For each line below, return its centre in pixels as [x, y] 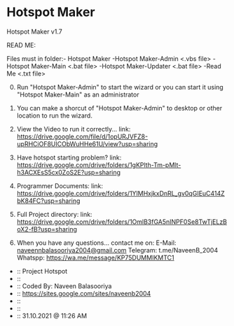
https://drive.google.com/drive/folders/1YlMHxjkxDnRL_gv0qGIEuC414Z [121, 193]
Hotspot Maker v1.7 [34, 31]
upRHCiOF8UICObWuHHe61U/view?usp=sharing [87, 143]
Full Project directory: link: [54, 214]
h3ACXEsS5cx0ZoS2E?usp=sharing [68, 172]
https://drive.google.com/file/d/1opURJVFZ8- [82, 136]
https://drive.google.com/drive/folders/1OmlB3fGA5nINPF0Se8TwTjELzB [122, 222]
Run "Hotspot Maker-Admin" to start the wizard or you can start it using [120, 87]
